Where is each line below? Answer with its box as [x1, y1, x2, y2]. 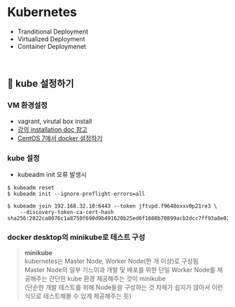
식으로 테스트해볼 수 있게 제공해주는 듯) [24, 292, 131, 301]
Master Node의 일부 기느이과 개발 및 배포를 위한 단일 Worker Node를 [24, 266, 215, 274]
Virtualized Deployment [17, 34, 85, 43]
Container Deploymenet [17, 42, 86, 50]
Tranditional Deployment [17, 27, 89, 36]
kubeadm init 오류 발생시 [17, 170, 87, 178]
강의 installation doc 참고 [17, 125, 87, 134]
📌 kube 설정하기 [7, 78, 75, 90]
